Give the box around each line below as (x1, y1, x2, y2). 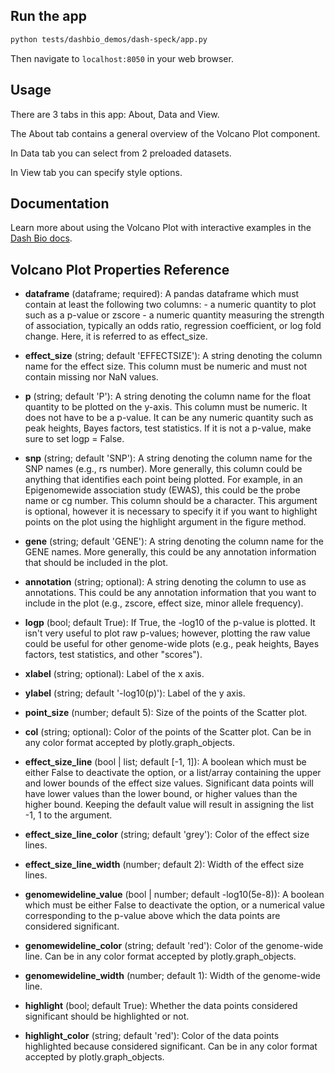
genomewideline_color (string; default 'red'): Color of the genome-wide (24, 940, 324, 952)
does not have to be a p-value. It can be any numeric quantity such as (24, 412, 314, 424)
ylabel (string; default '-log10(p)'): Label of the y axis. (24, 687, 246, 699)
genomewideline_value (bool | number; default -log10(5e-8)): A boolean (24, 889, 325, 901)
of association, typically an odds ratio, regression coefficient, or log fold (24, 320, 322, 332)
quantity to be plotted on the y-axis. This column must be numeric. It (24, 401, 308, 413)
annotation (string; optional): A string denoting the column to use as (24, 576, 307, 588)
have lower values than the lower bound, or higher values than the (24, 788, 298, 800)
